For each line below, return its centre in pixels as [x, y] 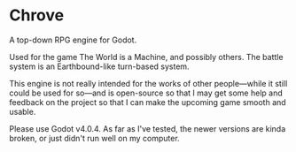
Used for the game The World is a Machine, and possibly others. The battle [146, 57]
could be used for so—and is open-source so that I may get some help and [146, 93]
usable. [23, 111]
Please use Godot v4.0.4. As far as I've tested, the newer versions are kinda [148, 128]
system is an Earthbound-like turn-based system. [99, 66]
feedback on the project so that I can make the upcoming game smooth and [148, 102]
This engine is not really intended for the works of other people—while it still [148, 83]
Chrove [37, 15]
